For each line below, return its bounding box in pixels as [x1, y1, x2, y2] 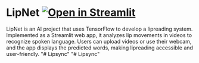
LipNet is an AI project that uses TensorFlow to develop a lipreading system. [6, 25, 193, 32]
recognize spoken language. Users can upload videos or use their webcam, [6, 38, 192, 45]
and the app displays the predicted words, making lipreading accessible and [6, 44, 194, 51]
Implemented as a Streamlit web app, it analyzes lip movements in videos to [6, 31, 192, 38]
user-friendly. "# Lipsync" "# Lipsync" [6, 50, 100, 57]
